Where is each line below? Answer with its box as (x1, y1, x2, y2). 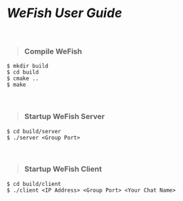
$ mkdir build (6, 63, 49, 70)
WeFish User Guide (6, 5, 122, 21)
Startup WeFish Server (23, 112, 105, 122)
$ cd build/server (6, 128, 61, 135)
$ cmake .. (6, 75, 39, 83)
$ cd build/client (6, 180, 61, 187)
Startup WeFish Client (23, 164, 103, 174)
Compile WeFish (23, 46, 83, 56)
